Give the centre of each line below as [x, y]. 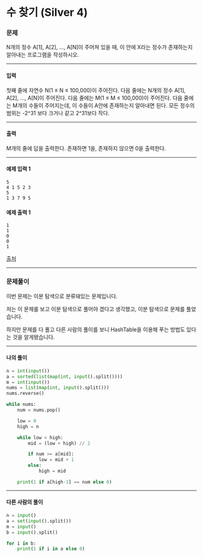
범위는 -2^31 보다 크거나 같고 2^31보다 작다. [58, 113]
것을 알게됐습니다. [34, 337]
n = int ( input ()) [28, 371]
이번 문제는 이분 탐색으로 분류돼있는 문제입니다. [62, 296]
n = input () [21, 516]
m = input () [21, 526]
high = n [28, 426]
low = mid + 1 [56, 460]
